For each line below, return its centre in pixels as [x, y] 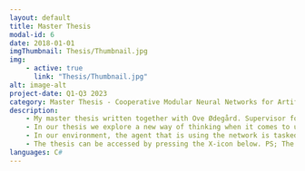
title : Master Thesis [50, 26]
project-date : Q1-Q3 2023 [58, 93]
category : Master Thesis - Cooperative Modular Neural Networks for [142, 102]
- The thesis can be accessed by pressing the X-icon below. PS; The [160, 144]
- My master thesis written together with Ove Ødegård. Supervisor [156, 119]
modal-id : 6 [32, 34]
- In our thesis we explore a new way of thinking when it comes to [158, 128]
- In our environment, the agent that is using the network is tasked [162, 136]
